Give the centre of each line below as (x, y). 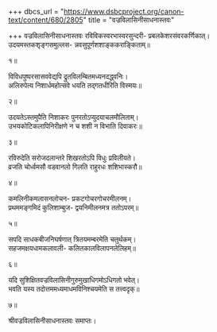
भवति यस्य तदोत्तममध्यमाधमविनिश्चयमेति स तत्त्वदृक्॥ (74, 289)
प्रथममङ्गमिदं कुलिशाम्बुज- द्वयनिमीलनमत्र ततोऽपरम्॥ (74, 207)
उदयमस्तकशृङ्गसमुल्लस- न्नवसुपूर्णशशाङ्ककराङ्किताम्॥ (79, 44)
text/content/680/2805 (46, 20)
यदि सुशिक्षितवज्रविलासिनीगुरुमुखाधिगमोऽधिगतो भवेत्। (74, 280)
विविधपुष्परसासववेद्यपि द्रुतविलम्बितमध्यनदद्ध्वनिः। (68, 76)
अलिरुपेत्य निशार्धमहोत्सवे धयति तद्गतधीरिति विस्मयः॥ (75, 85)
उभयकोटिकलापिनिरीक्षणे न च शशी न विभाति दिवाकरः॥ (76, 126)
